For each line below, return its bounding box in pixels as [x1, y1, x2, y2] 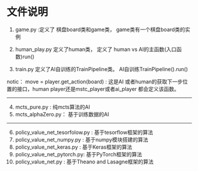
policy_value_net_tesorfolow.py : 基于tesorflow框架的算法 [15, 129, 153, 136]
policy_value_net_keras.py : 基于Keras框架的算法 [15, 143, 133, 150]
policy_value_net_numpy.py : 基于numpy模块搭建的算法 [15, 136, 149, 143]
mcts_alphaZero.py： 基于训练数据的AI [15, 110, 109, 118]
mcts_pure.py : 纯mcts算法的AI [15, 103, 90, 110]
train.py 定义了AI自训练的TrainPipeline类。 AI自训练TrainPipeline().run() [15, 65, 189, 72]
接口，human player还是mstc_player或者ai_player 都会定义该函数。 [16, 85, 180, 92]
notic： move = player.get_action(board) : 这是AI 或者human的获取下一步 [6, 78, 183, 85]
